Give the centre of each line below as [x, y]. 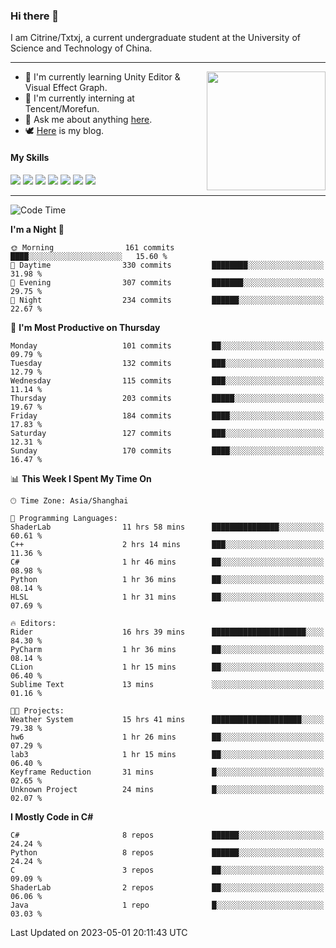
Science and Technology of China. [81, 48]
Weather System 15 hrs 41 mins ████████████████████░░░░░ [167, 719]
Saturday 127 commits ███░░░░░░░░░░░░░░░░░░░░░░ [167, 433]
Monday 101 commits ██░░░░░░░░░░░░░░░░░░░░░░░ [167, 345]
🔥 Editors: [33, 623]
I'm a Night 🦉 [37, 229]
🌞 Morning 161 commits [92, 247]
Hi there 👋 [35, 16]
